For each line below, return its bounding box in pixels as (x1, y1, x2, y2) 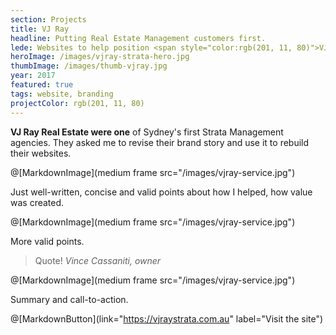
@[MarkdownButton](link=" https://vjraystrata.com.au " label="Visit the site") (10, 312, 324, 325)
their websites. (10, 147, 72, 159)
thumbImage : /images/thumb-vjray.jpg (10, 61, 168, 71)
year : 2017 (10, 71, 56, 81)
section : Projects (10, 14, 87, 25)
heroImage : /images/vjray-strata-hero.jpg (10, 52, 190, 62)
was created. (10, 196, 65, 208)
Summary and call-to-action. (10, 293, 129, 305)
